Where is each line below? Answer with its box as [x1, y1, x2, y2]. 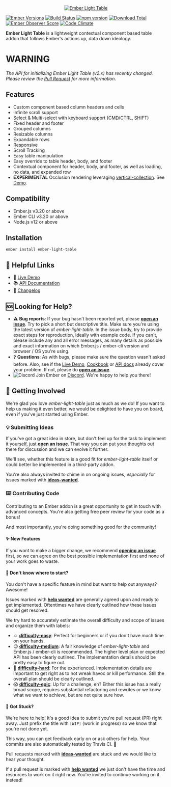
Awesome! [6, 586, 28, 592]
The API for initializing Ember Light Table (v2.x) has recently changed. [6, 70, 153, 76]
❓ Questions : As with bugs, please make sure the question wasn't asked [13, 354, 165, 360]
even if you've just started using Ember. [6, 411, 89, 417]
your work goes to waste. [6, 558, 59, 564]
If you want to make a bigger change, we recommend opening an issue [6, 547, 156, 553]
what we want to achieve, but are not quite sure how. [13, 692, 124, 698]
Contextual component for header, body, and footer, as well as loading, [13, 163, 162, 170]
